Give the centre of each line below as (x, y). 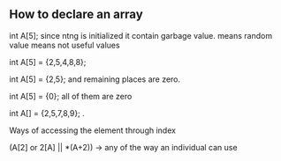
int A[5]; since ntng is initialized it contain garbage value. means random (140, 35)
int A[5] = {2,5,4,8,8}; (48, 62)
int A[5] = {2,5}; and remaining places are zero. (95, 79)
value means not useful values (65, 45)
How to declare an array (76, 15)
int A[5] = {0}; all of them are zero (71, 96)
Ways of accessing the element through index (93, 130)
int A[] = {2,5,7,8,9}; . (47, 113)
